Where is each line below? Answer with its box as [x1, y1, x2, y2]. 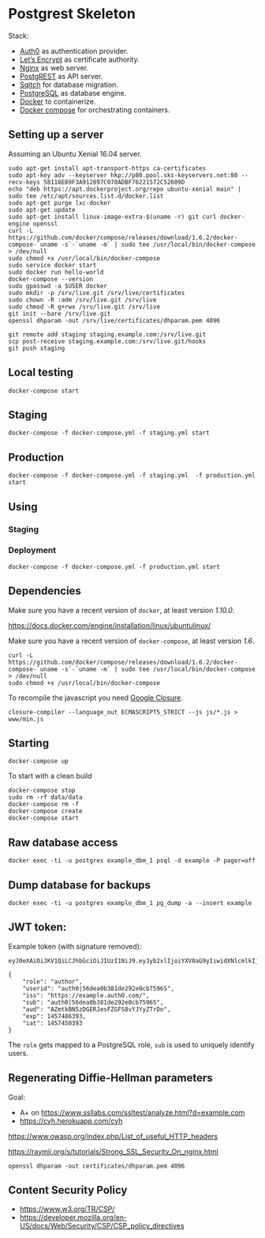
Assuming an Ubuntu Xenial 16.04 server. [8, 149, 142, 158]
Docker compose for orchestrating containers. [19, 104, 170, 115]
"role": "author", [22, 978, 83, 986]
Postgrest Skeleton [8, 5, 136, 23]
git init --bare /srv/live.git [8, 309, 111, 317]
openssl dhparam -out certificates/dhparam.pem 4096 [8, 1162, 185, 1170]
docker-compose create [8, 808, 83, 816]
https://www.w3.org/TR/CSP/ [19, 1204, 115, 1214]
